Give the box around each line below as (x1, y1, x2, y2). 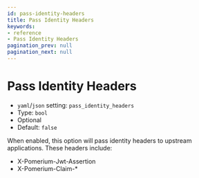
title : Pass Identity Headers (7, 17, 95, 23)
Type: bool (17, 108, 48, 117)
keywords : (7, 23, 36, 30)
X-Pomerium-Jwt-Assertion (17, 157, 96, 166)
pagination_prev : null (7, 42, 73, 49)
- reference (7, 29, 41, 37)
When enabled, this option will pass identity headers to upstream (7, 136, 192, 145)
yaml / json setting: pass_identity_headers (17, 101, 135, 109)
